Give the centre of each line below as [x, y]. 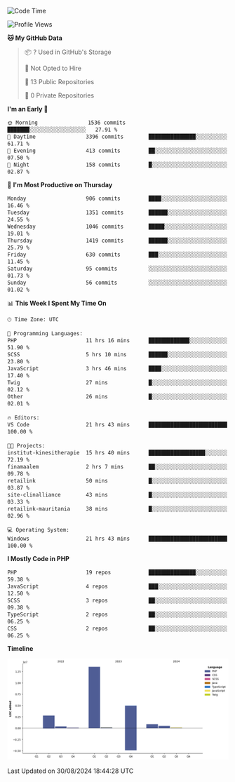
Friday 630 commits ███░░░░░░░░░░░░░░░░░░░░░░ [117, 255]
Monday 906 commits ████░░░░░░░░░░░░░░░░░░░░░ [117, 198]
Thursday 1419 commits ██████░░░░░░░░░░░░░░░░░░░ [117, 241]
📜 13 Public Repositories [59, 82]
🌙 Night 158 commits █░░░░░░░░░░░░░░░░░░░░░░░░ [117, 165]
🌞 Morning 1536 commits [67, 123]
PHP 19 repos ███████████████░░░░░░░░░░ [117, 572]
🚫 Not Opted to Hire [53, 68]
